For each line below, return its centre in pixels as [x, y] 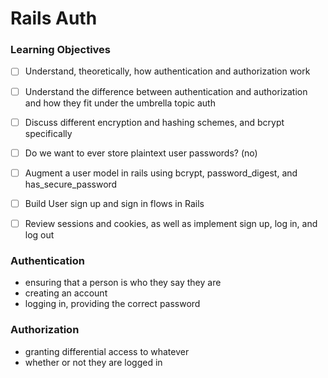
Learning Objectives [61, 50]
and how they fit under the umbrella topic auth [120, 103]
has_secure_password [71, 184]
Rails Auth [54, 18]
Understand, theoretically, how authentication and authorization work [167, 71]
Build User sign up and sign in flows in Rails [114, 203]
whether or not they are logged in [93, 362]
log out [39, 234]
